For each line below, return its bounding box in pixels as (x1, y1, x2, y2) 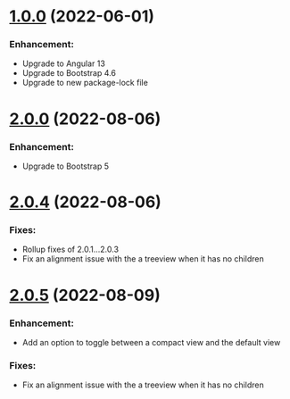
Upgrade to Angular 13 (21, 58, 105, 69)
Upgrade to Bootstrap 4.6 (21, 68, 116, 79)
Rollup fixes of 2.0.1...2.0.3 (21, 244, 119, 255)
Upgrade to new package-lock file (21, 78, 149, 88)
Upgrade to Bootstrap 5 (21, 161, 110, 171)
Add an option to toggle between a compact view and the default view (21, 337, 281, 347)
